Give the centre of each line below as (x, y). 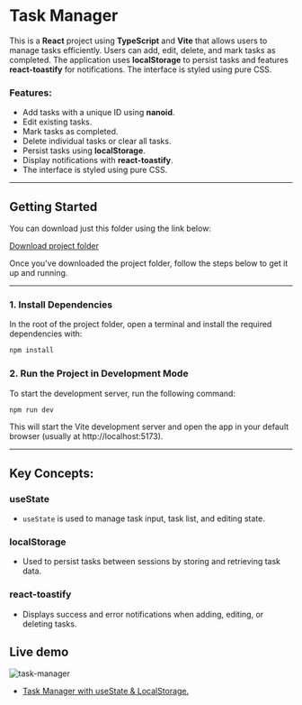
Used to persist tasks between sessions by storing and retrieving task (151, 562)
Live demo (39, 652)
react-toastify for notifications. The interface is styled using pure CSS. (141, 69)
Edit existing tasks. (57, 122)
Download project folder (54, 246)
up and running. (39, 273)
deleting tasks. (49, 624)
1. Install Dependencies (61, 305)
